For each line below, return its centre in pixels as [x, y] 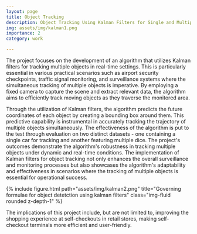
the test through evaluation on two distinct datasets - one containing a [91, 134]
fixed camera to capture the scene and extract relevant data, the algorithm [96, 92]
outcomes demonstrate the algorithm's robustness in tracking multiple [91, 146]
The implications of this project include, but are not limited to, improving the [97, 212]
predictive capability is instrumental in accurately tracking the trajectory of [96, 121]
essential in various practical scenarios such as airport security [82, 73]
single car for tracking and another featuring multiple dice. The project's [93, 140]
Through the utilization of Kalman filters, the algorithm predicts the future [94, 109]
